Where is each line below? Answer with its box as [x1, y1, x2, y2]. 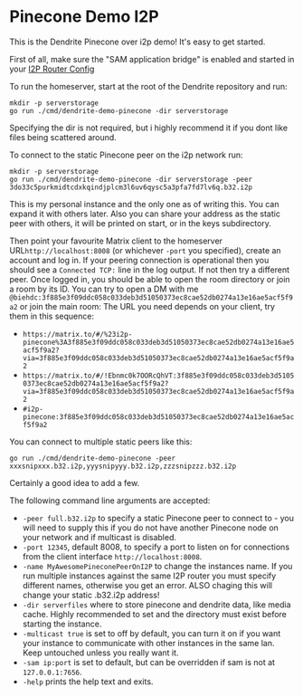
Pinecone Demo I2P [9, 6, 160, 27]
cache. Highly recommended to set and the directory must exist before [22, 608, 288, 619]
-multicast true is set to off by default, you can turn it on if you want [22, 627, 281, 639]
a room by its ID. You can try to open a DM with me [9, 283, 199, 294]
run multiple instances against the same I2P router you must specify [22, 570, 277, 581]
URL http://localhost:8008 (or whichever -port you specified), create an [9, 244, 282, 255]
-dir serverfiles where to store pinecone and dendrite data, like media [22, 599, 291, 610]
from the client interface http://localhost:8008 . [22, 550, 203, 562]
